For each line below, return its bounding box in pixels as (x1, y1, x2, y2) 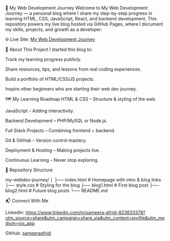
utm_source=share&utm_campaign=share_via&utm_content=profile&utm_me (5, 215, 165, 221)
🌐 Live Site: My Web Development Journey (5, 36, 95, 42)
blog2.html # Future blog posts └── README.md (5, 188, 108, 193)
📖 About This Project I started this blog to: (5, 46, 93, 52)
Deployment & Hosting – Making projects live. (5, 147, 100, 153)
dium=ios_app (5, 220, 35, 226)
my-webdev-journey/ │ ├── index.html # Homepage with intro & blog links (5, 177, 161, 183)
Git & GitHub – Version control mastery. (5, 137, 87, 143)
